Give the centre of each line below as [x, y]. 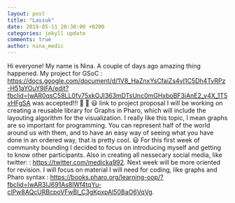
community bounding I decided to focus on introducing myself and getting [114, 148]
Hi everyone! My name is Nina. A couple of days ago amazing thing [104, 66]
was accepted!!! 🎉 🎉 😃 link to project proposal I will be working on [127, 103]
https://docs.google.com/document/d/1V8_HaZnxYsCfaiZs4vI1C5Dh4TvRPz [116, 81]
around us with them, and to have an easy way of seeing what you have [111, 133]
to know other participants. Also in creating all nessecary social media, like [115, 155]
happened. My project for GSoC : [55, 73]
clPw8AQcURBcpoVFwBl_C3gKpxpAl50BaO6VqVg [80, 192]
